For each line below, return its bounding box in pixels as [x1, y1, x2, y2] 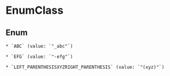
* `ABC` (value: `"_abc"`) [5, 43, 73, 49]
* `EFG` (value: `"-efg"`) [5, 54, 73, 60]
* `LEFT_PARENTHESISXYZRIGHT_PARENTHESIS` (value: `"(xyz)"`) [5, 64, 165, 70]
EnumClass [5, 4, 64, 17]
